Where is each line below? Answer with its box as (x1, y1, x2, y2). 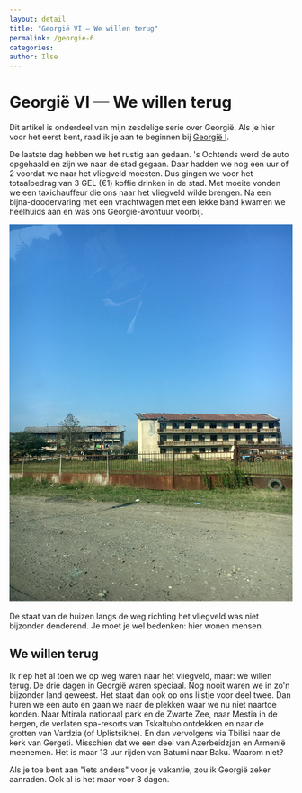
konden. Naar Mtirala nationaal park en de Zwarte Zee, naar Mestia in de (9, 708, 278, 719)
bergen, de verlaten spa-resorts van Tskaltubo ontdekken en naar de (9, 717, 265, 728)
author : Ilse (9, 52, 58, 62)
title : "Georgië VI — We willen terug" (9, 23, 159, 33)
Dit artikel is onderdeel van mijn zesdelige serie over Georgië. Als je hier (9, 122, 276, 133)
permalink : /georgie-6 (9, 33, 94, 42)
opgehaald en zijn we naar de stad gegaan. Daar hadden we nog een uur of (9, 158, 289, 170)
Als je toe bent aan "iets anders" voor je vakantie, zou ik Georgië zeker (9, 764, 271, 775)
